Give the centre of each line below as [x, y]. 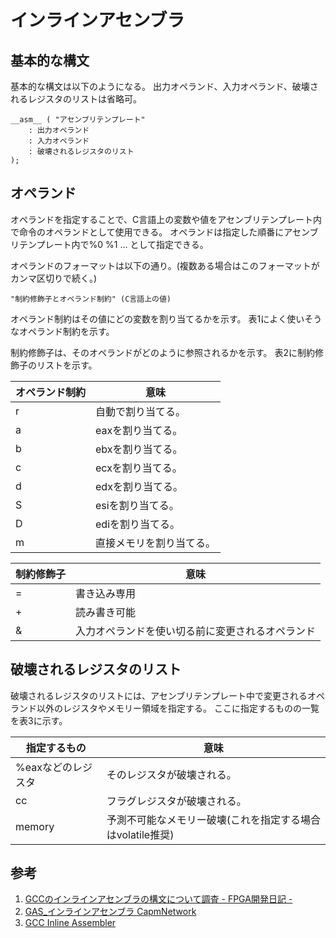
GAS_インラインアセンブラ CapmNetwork [110, 912]
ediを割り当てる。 [138, 524]
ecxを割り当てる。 [139, 468]
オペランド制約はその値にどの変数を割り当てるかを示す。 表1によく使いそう [166, 318]
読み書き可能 [106, 612]
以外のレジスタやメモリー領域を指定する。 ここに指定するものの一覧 [178, 708]
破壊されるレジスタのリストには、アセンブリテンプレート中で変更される [159, 695]
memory [35, 826]
